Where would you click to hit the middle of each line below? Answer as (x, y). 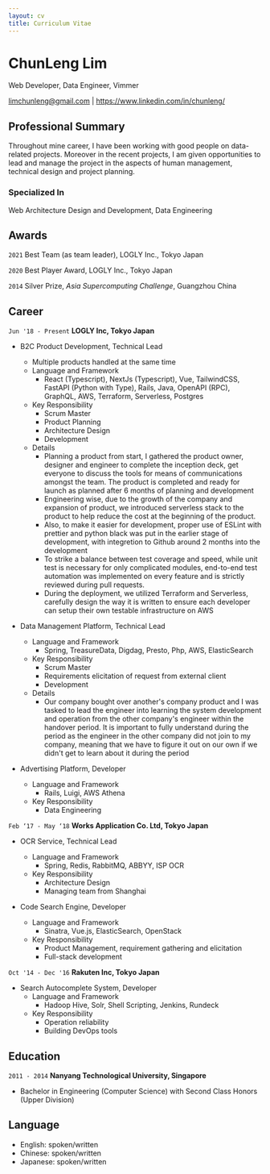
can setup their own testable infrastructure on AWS (129, 610)
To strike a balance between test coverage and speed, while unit (151, 559)
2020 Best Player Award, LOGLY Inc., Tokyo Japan (90, 270)
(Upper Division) (47, 1099)
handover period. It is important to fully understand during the (146, 727)
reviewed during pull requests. (94, 585)
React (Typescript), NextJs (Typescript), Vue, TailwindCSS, (142, 379)
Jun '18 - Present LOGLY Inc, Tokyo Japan (82, 331)
